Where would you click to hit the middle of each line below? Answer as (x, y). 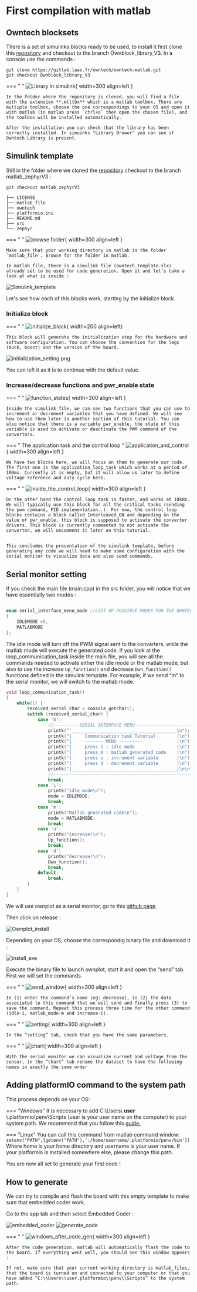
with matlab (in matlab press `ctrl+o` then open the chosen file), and (97, 112)
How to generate (37, 1182)
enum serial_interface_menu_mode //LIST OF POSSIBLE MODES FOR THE (90, 611)
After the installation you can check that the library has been (87, 128)
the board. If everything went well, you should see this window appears (98, 1253)
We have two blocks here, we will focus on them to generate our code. (95, 463)
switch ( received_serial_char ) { (68, 714)
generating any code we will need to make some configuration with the (95, 551)
